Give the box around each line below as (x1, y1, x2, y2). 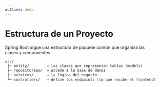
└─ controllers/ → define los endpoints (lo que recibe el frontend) (7, 77, 156, 82)
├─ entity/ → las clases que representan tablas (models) (7, 64, 143, 68)
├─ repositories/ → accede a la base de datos (7, 68, 106, 73)
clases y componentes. (5, 49, 52, 55)
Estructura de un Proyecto (5, 28, 114, 39)
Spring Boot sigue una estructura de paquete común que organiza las (5, 44, 145, 50)
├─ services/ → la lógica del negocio (7, 73, 97, 78)
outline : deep (5, 7, 34, 12)
